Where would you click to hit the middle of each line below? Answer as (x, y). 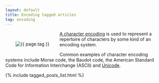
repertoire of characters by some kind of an (105, 39)
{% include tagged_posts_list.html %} (45, 75)
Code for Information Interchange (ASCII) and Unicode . (63, 65)
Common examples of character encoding (104, 54)
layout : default (22, 10)
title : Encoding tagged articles (41, 15)
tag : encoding (20, 19)
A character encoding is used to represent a (105, 34)
